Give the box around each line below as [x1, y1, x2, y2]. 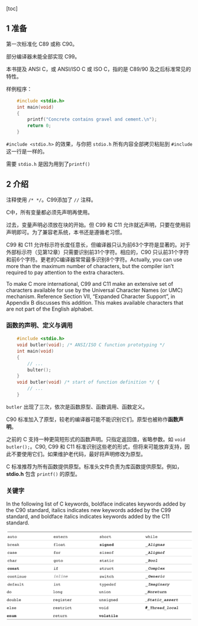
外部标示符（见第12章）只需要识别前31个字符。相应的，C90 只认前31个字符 [6, 248, 189, 256]
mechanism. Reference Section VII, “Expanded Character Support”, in [6, 292, 176, 300]
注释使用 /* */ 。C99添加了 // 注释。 [6, 196, 96, 203]
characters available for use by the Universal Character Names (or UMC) [6, 286, 183, 294]
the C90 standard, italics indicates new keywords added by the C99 [6, 507, 171, 514]
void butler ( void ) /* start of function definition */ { [17, 379, 160, 386]
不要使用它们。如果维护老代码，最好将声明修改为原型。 [11, 450, 146, 457]
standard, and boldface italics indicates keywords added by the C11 [6, 513, 170, 520]
